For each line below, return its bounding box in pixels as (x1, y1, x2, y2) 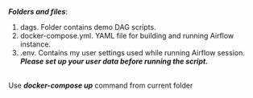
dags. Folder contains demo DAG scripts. (19, 22, 156, 31)
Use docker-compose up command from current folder (8, 80, 193, 90)
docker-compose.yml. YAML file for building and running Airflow (19, 31, 234, 40)
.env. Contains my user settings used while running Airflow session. (19, 48, 246, 57)
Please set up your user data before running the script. (19, 56, 209, 66)
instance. (19, 39, 51, 49)
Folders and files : (8, 7, 68, 16)
